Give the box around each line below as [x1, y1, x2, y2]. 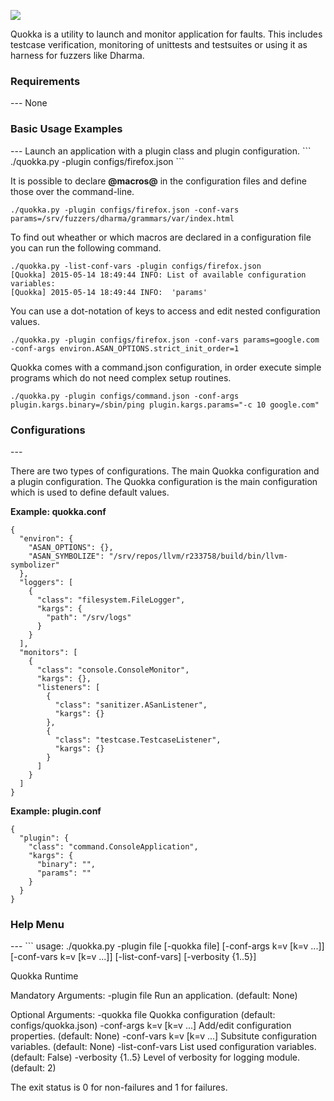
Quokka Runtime [10, 970, 79, 982]
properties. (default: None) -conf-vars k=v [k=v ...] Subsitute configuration [10, 1030, 318, 1042]
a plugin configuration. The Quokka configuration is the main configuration [10, 475, 318, 487]
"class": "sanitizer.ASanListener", [54, 700, 208, 710]
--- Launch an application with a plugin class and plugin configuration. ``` [10, 145, 312, 157]
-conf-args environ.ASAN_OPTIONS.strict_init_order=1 [10, 343, 240, 354]
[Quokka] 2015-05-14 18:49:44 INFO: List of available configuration [10, 270, 307, 280]
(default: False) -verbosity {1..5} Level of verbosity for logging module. [10, 1051, 301, 1064]
